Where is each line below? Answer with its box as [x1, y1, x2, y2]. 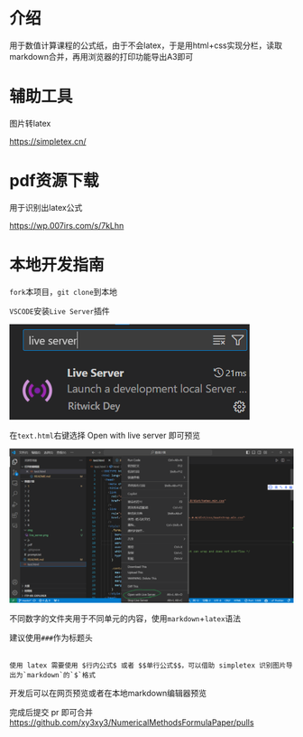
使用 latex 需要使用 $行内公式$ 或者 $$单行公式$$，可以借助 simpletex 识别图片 [9, 661, 287, 670]
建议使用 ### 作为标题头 [9, 632, 93, 643]
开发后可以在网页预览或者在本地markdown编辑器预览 [9, 687, 207, 698]
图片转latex [9, 118, 51, 128]
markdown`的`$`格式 [26, 670, 96, 679]
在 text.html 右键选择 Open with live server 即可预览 [9, 430, 201, 440]
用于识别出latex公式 [9, 202, 83, 213]
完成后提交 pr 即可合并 [9, 706, 93, 717]
